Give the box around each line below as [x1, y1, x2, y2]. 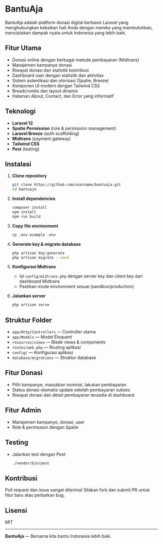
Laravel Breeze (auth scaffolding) [12, 130, 80, 136]
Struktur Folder [5, 316, 52, 324]
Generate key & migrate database [12, 241, 81, 247]
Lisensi [5, 506, 28, 514]
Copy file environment [12, 223, 58, 229]
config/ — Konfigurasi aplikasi [12, 349, 74, 356]
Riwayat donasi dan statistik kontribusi [12, 67, 89, 73]
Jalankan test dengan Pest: [12, 451, 67, 457]
